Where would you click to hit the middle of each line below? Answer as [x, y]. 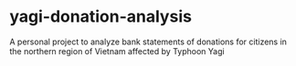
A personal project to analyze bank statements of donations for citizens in [148, 42]
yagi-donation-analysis [100, 17]
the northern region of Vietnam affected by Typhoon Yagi [117, 51]
